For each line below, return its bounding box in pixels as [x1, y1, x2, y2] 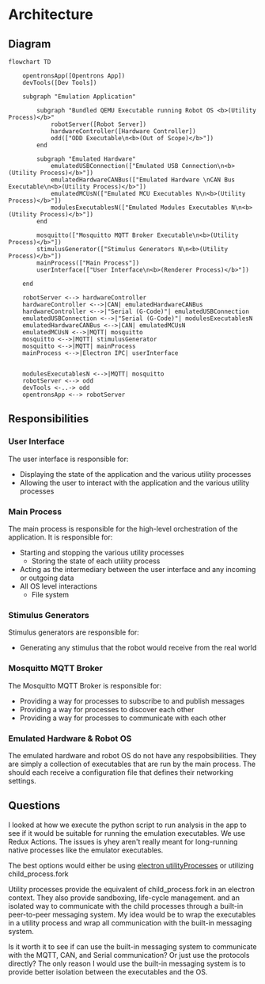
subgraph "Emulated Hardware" [36, 155, 136, 163]
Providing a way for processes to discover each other [19, 704, 195, 714]
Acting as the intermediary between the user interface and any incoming [19, 564, 256, 574]
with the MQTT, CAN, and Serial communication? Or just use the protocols [8, 950, 250, 959]
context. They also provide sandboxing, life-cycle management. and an [8, 893, 240, 902]
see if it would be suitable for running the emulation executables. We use [8, 828, 245, 837]
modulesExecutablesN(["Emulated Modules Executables [50, 204, 228, 212]
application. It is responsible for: [8, 532, 113, 542]
